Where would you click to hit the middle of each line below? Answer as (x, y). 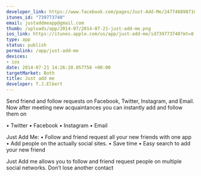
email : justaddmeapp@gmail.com (45, 23)
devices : (17, 56)
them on (16, 114)
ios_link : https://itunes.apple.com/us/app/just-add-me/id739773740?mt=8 (100, 34)
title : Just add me (31, 78)
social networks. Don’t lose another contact (60, 168)
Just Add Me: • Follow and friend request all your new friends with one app (99, 137)
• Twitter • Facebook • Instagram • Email (57, 125)
